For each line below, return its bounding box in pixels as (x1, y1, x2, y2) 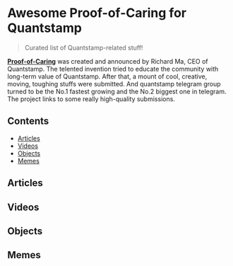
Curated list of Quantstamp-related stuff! (24, 43, 143, 52)
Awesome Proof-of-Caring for (7, 5, 187, 21)
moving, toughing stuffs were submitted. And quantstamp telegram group (7, 79, 221, 88)
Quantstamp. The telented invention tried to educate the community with (7, 64, 219, 73)
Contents (7, 115, 49, 127)
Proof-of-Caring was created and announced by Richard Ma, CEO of (7, 57, 208, 65)
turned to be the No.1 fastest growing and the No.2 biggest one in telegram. (7, 87, 227, 96)
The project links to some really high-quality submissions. (7, 94, 175, 103)
